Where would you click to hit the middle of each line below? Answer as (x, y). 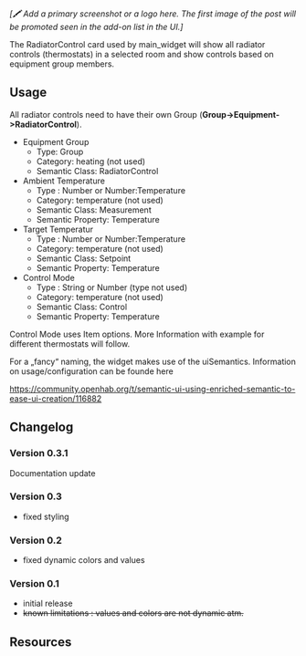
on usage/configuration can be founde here (91, 371)
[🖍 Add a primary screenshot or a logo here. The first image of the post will (153, 14)
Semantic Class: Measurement (94, 210)
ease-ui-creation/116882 (56, 398)
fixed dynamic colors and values (84, 560)
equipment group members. (62, 64)
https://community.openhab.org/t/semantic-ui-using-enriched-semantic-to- (153, 389)
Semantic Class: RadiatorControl (97, 171)
